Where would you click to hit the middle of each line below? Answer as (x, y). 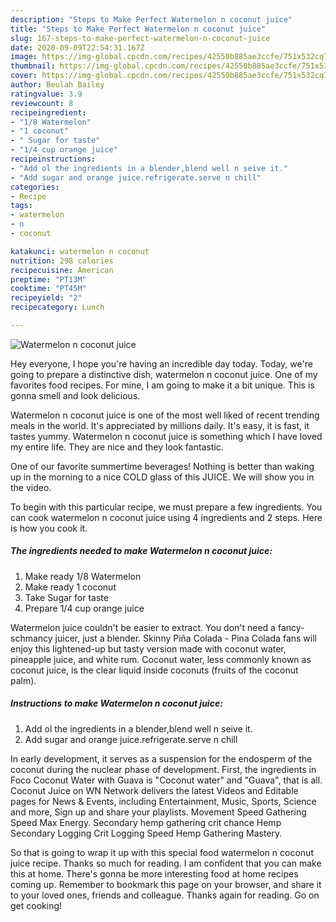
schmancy (31, 638)
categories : (35, 187)
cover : (24, 76)
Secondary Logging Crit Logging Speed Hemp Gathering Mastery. (146, 833)
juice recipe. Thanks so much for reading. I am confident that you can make (166, 863)
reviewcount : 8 (42, 103)
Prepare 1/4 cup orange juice (84, 608)
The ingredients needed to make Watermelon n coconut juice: (141, 551)
